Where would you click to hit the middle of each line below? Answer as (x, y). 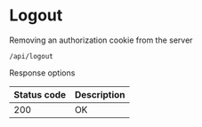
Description (100, 94)
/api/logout (31, 56)
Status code (40, 94)
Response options (42, 73)
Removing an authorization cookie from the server (101, 40)
